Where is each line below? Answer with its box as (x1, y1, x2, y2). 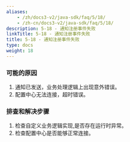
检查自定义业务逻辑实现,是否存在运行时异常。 (14, 122, 127, 129)
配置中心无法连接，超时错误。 (14, 91, 89, 98)
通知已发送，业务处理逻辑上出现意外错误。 (14, 83, 120, 90)
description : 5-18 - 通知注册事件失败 (6, 25, 96, 32)
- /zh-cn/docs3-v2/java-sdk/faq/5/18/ (17, 20, 114, 26)
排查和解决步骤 (6, 107, 50, 116)
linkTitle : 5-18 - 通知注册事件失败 (6, 31, 91, 37)
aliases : (6, 8, 28, 15)
